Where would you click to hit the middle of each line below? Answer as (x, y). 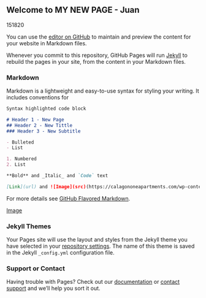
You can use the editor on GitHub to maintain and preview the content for (99, 37)
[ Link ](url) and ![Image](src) (46, 186)
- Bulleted (20, 142)
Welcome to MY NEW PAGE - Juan (73, 10)
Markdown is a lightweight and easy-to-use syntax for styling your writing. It (103, 91)
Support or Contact (36, 269)
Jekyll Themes (29, 226)
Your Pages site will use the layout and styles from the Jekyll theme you (97, 240)
